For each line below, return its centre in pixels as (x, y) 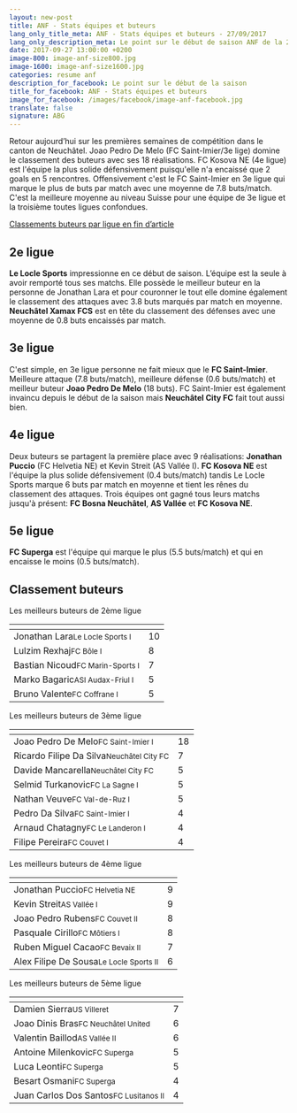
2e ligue (32, 252)
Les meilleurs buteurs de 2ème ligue (75, 610)
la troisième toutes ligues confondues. (79, 207)
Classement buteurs (66, 589)
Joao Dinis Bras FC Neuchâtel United (82, 1024)
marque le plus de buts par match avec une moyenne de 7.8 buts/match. (141, 188)
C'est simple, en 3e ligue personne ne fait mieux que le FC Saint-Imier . (138, 369)
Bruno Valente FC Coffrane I (66, 694)
